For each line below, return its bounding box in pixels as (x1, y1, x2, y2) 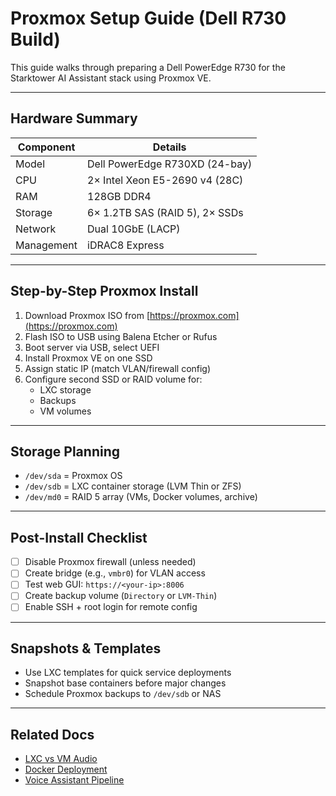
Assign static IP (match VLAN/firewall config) (24, 362, 212, 374)
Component (17, 140, 76, 154)
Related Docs (10, 726, 95, 743)
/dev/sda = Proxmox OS (24, 470, 123, 482)
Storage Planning (10, 443, 120, 460)
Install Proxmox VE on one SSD (24, 352, 153, 364)
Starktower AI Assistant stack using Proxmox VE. (10, 72, 212, 84)
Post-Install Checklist (10, 529, 148, 546)
